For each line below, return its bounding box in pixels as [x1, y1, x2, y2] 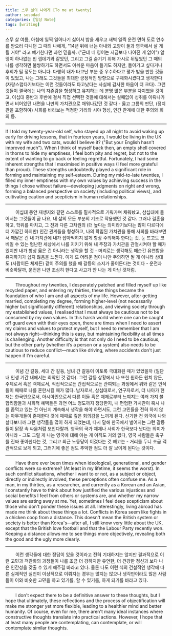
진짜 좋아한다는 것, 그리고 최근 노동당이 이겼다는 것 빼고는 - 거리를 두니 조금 [10, 439, 161, 445]
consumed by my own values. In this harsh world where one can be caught [5, 315, 164, 321]
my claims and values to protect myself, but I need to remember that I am [5, 325, 160, 332]
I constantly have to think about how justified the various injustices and [5, 487, 155, 494]
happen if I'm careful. [5, 353, 51, 359]
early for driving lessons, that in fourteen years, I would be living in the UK [5, 134, 162, 140]
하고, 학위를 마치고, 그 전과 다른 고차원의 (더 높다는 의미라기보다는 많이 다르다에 [5, 222, 164, 228]
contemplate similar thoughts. [5, 625, 68, 631]
